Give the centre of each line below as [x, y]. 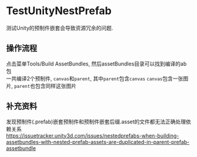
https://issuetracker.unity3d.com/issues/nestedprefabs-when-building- [93, 135]
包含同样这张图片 [56, 86]
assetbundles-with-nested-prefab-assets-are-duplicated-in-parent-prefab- [98, 142]
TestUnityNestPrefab [59, 11]
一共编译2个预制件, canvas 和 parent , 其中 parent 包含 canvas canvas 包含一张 [95, 78]
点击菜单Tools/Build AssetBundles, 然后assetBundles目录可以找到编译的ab [96, 64]
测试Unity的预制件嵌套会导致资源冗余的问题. [60, 28]
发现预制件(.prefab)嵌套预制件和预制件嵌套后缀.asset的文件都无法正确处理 [96, 122]
